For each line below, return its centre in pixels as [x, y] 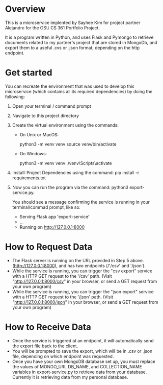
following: [15, 96]
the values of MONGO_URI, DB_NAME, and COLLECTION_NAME [77, 366]
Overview [25, 9]
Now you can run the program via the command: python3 [70, 187]
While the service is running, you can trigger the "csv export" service [82, 271]
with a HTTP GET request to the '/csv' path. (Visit [62, 276]
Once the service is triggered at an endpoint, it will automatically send [83, 340]
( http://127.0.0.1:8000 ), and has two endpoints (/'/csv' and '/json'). [79, 265]
